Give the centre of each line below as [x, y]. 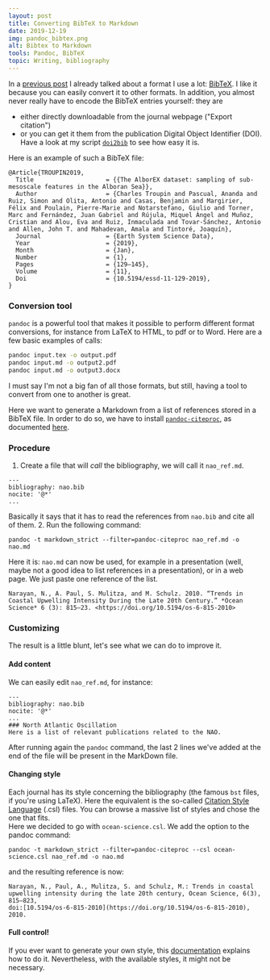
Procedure [29, 448]
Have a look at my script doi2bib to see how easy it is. [110, 142]
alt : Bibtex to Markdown [50, 46]
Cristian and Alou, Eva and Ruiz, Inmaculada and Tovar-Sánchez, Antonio [135, 222]
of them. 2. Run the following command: [75, 525]
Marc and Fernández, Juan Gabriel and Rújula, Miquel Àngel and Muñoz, [131, 215]
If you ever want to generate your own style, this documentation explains [129, 950]
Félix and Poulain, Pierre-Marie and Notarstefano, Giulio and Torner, [131, 208]
